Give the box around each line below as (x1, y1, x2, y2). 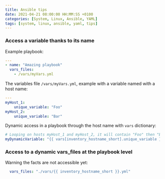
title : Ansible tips (5, 7, 48, 12)
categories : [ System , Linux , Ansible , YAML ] (5, 16, 98, 21)
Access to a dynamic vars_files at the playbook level (5, 148, 133, 155)
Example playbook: (5, 48, 44, 54)
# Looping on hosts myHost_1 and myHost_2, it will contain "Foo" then (5, 132, 155, 137)
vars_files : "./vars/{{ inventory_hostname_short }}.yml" (9, 169, 131, 174)
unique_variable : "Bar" (14, 114, 63, 119)
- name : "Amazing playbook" (5, 63, 63, 68)
